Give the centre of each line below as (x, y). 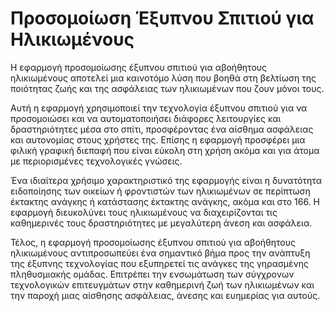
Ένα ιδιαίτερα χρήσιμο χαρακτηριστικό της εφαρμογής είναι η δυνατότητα (166, 180)
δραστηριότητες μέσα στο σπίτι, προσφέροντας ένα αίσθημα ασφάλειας (162, 129)
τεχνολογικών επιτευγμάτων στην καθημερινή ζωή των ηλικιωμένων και (162, 284)
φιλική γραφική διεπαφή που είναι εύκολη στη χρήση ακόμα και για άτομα (165, 150)
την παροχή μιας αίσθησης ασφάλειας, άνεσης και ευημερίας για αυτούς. (165, 295)
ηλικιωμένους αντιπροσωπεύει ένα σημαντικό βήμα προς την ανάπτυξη (160, 253)
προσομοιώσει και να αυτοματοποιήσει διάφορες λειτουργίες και (146, 118)
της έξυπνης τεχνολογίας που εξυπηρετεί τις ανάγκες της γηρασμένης (159, 263)
